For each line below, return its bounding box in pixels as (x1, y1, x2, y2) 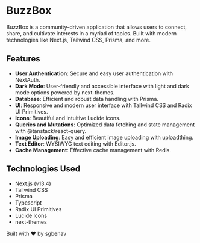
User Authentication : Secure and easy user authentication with (14, 70, 173, 77)
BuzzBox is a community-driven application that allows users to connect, (6, 23, 187, 31)
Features (6, 54, 40, 64)
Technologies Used (6, 164, 80, 174)
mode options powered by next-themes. (14, 88, 115, 96)
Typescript (14, 199, 42, 206)
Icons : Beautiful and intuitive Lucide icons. (14, 114, 121, 121)
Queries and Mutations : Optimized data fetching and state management (14, 121, 195, 128)
